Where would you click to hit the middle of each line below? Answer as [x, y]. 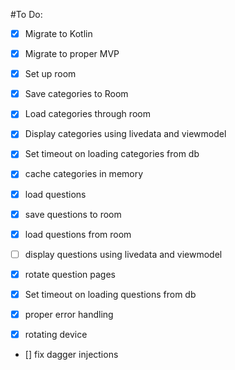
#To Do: [26, 14]
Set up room [50, 74]
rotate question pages [70, 274]
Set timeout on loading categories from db [112, 154]
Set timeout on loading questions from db [110, 294]
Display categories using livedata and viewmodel [125, 134]
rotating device [56, 334]
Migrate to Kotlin [58, 33]
